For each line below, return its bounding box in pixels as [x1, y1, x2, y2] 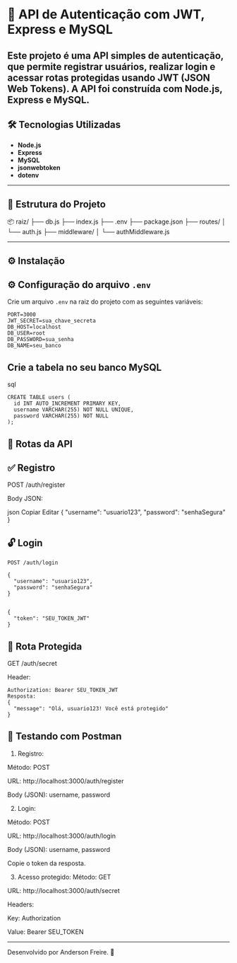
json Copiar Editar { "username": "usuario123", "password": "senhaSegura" [7, 508, 226, 517]
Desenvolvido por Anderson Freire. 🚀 [7, 947, 115, 956]
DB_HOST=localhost [7, 323, 61, 331]
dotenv [17, 171, 39, 180]
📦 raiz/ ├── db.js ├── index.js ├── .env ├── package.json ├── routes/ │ [7, 217, 226, 226]
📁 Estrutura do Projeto [7, 198, 106, 210]
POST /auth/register [7, 480, 66, 489]
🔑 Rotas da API [7, 438, 73, 450]
